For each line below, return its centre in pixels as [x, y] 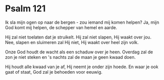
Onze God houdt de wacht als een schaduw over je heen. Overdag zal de [79, 52]
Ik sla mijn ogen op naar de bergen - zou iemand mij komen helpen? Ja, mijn [82, 22]
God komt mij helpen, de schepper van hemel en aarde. [61, 27]
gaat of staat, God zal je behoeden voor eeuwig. [54, 72]
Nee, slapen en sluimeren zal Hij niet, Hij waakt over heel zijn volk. [72, 42]
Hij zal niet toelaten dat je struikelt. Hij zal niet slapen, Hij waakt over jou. [78, 37]
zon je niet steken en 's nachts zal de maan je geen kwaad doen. [70, 57]
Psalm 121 [25, 9]
